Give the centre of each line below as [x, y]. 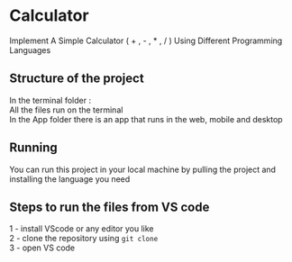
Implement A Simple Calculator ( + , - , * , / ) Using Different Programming [146, 41]
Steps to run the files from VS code [109, 207]
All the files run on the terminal [66, 110]
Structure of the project [77, 79]
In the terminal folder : [50, 100]
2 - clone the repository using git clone [84, 239]
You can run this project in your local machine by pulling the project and [143, 169]
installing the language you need [70, 179]
